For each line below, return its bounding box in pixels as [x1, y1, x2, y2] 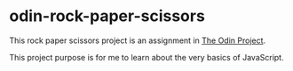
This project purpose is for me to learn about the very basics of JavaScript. [9, 52, 284, 62]
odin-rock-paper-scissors [9, 6, 206, 26]
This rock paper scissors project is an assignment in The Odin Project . [9, 35, 266, 46]
